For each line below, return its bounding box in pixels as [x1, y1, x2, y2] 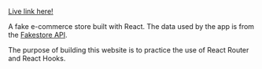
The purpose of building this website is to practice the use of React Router [8, 45, 249, 54]
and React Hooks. [8, 54, 66, 63]
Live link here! [8, 7, 54, 16]
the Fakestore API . [8, 31, 68, 39]
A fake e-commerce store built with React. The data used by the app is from [8, 22, 254, 31]
